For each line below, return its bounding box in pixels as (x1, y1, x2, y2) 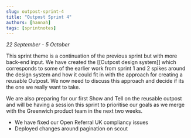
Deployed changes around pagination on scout (14, 125, 128, 132)
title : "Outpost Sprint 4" (6, 14, 72, 20)
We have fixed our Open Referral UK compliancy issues (14, 119, 148, 126)
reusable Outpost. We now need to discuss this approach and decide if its (6, 78, 185, 85)
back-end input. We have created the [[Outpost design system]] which (6, 59, 177, 66)
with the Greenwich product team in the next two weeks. (6, 107, 142, 115)
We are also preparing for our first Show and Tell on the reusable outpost (6, 95, 182, 102)
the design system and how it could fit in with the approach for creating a (6, 71, 183, 78)
